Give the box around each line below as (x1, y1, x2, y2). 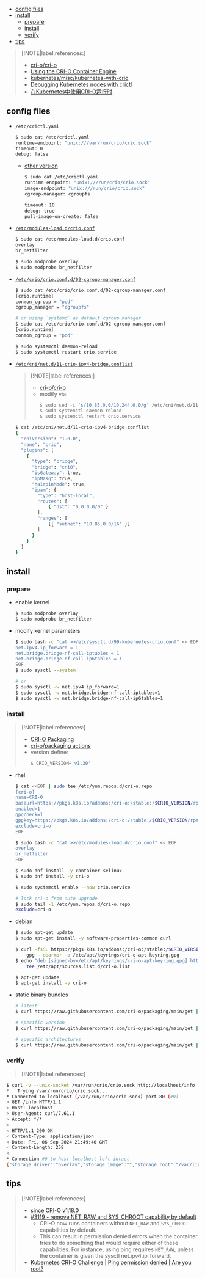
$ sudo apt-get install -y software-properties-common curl (15, 935, 171, 941)
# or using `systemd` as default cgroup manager (15, 315, 142, 321)
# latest (15, 1003, 38, 1009)
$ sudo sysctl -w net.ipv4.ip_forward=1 (15, 684, 120, 690)
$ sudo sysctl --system (15, 667, 76, 674)
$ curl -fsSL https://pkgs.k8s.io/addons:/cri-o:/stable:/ (15, 946, 169, 952)
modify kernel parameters (15, 627, 81, 634)
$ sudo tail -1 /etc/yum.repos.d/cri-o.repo (15, 901, 131, 907)
